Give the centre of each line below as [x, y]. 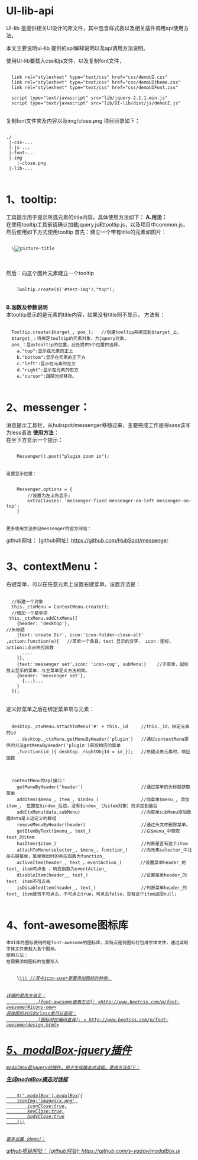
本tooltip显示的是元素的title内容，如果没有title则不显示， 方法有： [86, 314]
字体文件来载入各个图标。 [33, 949]
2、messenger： [48, 408]
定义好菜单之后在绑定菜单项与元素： [50, 709]
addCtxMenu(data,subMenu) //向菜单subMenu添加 [102, 812]
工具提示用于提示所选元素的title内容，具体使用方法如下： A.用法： [87, 217]
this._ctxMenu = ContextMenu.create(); [61, 607]
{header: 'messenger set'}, [51, 675]
